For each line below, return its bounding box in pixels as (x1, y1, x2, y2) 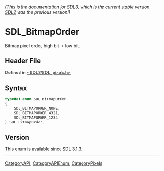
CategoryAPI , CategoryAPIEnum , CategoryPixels (5, 160, 102, 166)
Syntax (5, 84, 27, 92)
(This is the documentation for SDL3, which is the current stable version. (5, 4, 151, 10)
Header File (5, 56, 41, 65)
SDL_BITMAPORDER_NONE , (14, 106, 60, 111)
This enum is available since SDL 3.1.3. (5, 146, 82, 152)
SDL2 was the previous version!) (5, 9, 71, 15)
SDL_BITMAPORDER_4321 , (14, 110, 60, 115)
